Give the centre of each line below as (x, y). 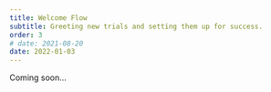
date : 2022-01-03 (42, 52)
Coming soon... (38, 77)
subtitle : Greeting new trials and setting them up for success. (136, 26)
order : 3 (26, 35)
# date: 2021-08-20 (47, 43)
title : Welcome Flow (49, 18)
